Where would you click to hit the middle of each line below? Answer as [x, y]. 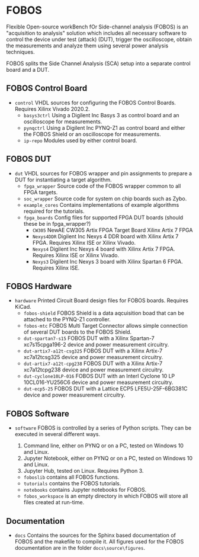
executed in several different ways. [57, 434]
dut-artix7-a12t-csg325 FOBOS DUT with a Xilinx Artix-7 [93, 351]
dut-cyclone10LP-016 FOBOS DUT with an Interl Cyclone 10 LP [99, 376]
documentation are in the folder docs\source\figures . [80, 548]
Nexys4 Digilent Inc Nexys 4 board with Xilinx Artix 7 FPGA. [104, 249]
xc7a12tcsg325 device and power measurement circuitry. [93, 357]
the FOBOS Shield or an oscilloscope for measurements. [92, 134]
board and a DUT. [28, 69]
